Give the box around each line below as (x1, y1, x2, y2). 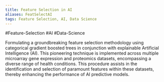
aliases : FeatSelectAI (5, 12, 52, 17)
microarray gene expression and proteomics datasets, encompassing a (5, 56, 151, 62)
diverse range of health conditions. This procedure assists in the (5, 61, 138, 67)
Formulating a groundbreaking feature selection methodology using (5, 40, 144, 46)
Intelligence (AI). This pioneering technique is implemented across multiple (5, 50, 159, 56)
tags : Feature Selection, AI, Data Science (5, 16, 97, 21)
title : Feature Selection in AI (5, 7, 72, 12)
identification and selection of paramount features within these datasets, (5, 66, 155, 72)
